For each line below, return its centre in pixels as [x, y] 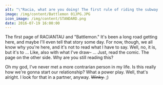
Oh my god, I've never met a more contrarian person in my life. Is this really [81, 67]
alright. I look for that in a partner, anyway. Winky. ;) [57, 77]
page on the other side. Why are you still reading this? [59, 58]
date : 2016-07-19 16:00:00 [32, 23]
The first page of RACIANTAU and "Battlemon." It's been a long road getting [81, 37]
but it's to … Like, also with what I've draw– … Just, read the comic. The [77, 52]
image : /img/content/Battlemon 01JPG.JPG [48, 14]
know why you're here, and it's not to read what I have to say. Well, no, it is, [81, 47]
